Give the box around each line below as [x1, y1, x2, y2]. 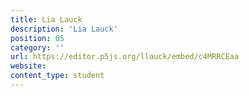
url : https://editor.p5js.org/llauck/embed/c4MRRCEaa [10, 52, 240, 62]
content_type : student [10, 71, 105, 81]
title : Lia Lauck [10, 14, 83, 25]
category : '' [10, 42, 65, 53]
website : [10, 61, 47, 71]
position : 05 [10, 33, 65, 43]
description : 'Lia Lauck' [10, 24, 118, 34]
